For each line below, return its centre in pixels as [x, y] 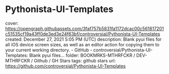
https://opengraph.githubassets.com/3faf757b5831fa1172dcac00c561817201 [84, 28]
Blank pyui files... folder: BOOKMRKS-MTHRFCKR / [82, 55]
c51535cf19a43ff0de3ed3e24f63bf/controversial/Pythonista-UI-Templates [83, 34]
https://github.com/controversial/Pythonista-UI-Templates [66, 66]
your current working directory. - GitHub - [49, 50]
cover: [12, 23]
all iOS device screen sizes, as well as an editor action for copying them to [82, 44]
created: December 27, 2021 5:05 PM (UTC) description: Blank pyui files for [83, 39]
